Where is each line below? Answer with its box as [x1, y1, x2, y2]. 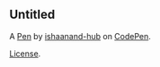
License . [9, 48, 41, 59]
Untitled [9, 7, 56, 22]
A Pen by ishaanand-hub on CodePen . [9, 30, 151, 41]
